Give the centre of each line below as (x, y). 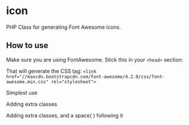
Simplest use (22, 93)
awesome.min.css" (27, 82)
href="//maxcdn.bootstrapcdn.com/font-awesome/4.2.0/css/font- (86, 77)
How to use (27, 45)
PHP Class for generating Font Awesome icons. (63, 27)
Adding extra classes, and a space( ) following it (65, 115)
